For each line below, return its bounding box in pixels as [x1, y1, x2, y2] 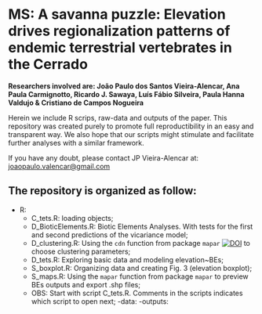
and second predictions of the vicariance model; [31, 229, 188, 240]
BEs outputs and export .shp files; [31, 280, 141, 289]
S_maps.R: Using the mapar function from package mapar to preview [31, 272, 249, 281]
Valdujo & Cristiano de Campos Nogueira [8, 98, 144, 107]
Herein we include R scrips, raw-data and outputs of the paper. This [8, 113, 227, 122]
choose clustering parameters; [31, 247, 131, 256]
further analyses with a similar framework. [8, 138, 145, 147]
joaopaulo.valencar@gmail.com [8, 161, 111, 171]
